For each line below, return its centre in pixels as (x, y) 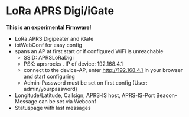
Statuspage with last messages (53, 108)
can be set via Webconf (67, 101)
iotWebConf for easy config (48, 45)
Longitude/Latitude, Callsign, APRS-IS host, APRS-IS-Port (85, 95)
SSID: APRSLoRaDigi (48, 57)
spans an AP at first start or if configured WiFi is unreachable (89, 51)
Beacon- (167, 95)
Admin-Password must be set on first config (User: (85, 82)
